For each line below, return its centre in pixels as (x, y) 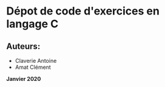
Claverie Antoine (36, 61)
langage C (32, 24)
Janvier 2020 (24, 79)
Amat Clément (33, 67)
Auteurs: (23, 46)
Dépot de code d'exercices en (83, 11)
